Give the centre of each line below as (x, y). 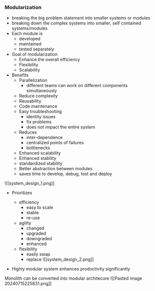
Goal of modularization (35, 54)
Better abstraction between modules (56, 169)
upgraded (36, 233)
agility (25, 223)
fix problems (39, 122)
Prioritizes (22, 193)
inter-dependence (44, 137)
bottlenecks (38, 148)
